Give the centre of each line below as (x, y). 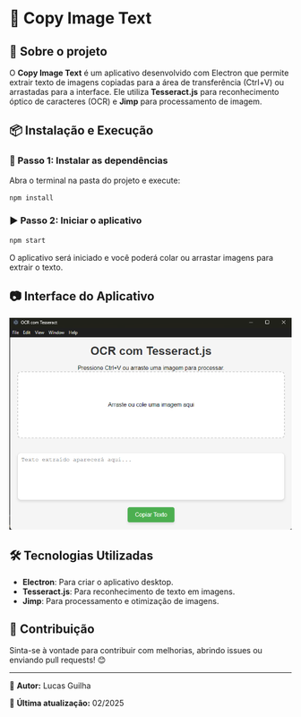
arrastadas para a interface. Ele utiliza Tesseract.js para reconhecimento (144, 92)
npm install (31, 198)
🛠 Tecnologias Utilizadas (82, 556)
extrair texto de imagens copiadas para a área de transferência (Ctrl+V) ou (147, 82)
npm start (28, 240)
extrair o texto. (36, 267)
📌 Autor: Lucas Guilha (50, 686)
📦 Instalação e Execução (82, 130)
